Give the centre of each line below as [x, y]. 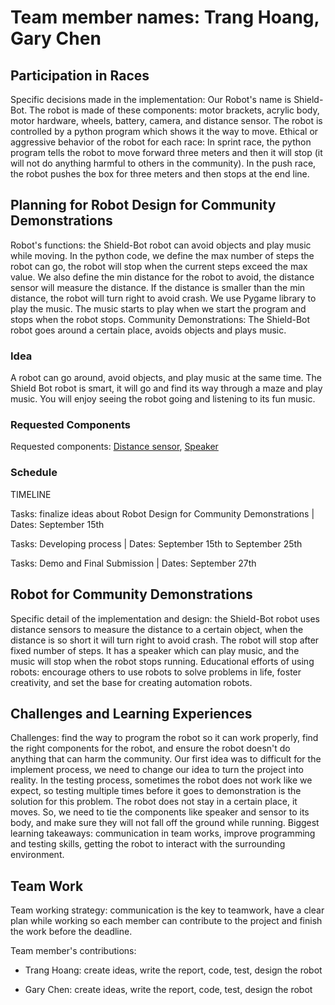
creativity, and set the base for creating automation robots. [131, 682]
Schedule [34, 473]
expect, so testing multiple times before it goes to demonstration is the [156, 791]
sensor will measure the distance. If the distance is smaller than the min [158, 287]
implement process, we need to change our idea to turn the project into [157, 770]
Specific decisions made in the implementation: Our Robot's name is [151, 99]
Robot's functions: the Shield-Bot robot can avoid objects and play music [161, 245]
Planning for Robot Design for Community [143, 205]
